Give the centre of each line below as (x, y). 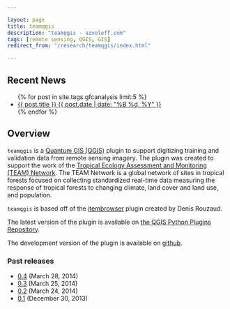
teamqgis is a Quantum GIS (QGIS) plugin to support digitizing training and (113, 150)
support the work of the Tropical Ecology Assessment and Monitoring (107, 165)
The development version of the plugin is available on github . (95, 243)
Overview (29, 134)
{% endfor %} (37, 112)
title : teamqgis (31, 26)
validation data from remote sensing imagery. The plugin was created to (110, 158)
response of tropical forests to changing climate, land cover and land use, (113, 187)
